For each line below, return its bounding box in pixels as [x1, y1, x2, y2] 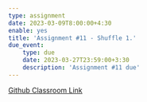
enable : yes [8, 26, 48, 34]
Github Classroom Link [8, 85, 83, 95]
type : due [22, 49, 56, 57]
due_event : [8, 41, 44, 49]
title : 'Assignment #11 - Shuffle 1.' [8, 33, 137, 42]
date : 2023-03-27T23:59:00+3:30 [22, 57, 130, 65]
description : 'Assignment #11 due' [22, 64, 141, 72]
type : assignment [8, 11, 66, 20]
